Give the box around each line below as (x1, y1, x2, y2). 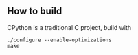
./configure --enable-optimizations (7, 37, 112, 43)
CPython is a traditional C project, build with (7, 23, 132, 31)
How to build (7, 5, 62, 17)
